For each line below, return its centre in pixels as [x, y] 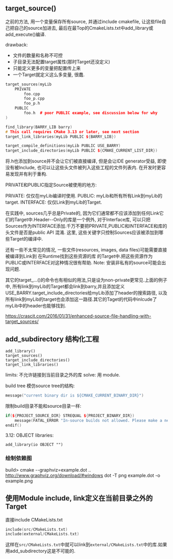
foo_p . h [32, 103]
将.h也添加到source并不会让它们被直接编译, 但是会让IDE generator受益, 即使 [86, 161]
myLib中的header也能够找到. [36, 306]
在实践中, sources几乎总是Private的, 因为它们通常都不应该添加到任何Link [82, 213]
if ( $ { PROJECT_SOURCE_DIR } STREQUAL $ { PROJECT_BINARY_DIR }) [70, 416]
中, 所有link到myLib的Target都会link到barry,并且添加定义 [65, 286]
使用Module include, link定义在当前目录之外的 [79, 498]
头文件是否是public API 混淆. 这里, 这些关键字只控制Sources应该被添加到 [82, 232]
